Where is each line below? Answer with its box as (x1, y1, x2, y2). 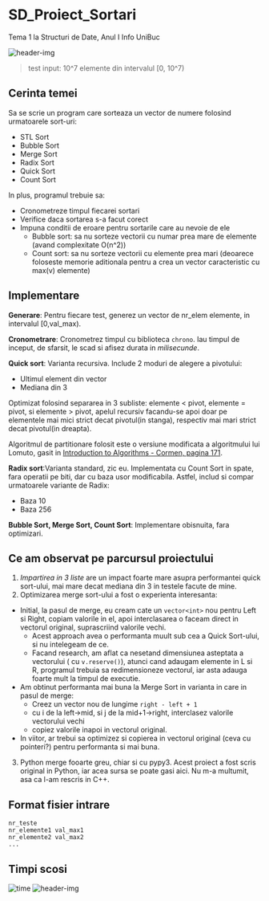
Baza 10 (19, 495, 46, 505)
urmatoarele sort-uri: (8, 116, 78, 126)
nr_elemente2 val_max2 (8, 834, 84, 842)
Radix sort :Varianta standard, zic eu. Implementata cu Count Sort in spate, (8, 463, 255, 473)
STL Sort (19, 132, 50, 141)
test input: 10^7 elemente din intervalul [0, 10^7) (27, 63, 185, 73)
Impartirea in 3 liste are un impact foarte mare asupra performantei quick (19, 573, 261, 583)
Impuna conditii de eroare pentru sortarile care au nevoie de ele (19, 222, 231, 232)
